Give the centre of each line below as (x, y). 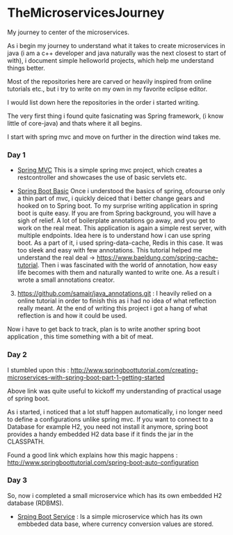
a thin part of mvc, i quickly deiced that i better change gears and (111, 198)
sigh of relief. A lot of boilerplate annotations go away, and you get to (116, 220)
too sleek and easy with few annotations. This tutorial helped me (110, 250)
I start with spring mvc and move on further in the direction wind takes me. (114, 137)
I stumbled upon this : (38, 370)
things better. (26, 68)
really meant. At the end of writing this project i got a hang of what (112, 308)
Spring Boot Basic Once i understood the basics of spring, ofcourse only (121, 191)
